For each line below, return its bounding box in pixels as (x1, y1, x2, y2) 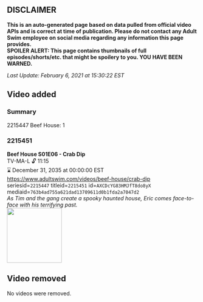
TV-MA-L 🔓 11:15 (7, 157, 49, 164)
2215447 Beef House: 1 (7, 121, 65, 128)
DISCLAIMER (7, 5, 57, 15)
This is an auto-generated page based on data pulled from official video (7, 21, 192, 28)
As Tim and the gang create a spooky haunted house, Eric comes (7, 194, 172, 202)
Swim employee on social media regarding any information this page (7, 33, 184, 41)
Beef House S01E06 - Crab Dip (7, 150, 86, 158)
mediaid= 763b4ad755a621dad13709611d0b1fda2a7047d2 (7, 188, 139, 195)
